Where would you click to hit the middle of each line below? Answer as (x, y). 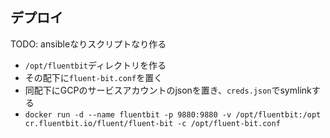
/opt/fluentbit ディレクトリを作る (95, 65)
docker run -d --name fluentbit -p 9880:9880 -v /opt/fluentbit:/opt (173, 114)
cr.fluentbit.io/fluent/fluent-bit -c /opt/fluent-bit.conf (152, 123)
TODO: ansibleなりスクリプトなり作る (88, 44)
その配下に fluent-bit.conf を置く (93, 77)
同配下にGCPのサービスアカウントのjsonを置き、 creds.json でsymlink (168, 90)
